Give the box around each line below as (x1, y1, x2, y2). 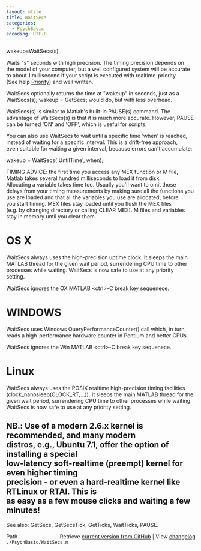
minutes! (6, 505, 40, 516)
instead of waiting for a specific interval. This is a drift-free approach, (6, 139, 178, 146)
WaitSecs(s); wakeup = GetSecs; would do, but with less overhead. (6, 97, 173, 104)
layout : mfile (6, 8, 42, 15)
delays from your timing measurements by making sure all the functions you (6, 187, 194, 195)
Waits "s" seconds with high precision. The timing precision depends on (6, 59, 184, 67)
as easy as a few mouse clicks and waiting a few (6, 496, 191, 506)
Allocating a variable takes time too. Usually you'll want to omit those (6, 181, 176, 188)
